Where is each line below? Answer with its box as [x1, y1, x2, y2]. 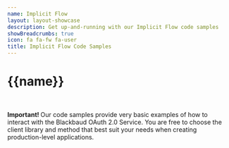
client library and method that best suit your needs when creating [7, 125, 197, 134]
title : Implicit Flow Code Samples [7, 43, 112, 50]
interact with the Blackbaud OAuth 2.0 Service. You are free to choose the [7, 118, 222, 126]
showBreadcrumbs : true [7, 30, 74, 37]
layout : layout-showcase [7, 17, 80, 24]
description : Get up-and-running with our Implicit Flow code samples [7, 23, 219, 30]
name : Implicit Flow [7, 10, 68, 18]
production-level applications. [7, 132, 94, 141]
